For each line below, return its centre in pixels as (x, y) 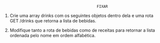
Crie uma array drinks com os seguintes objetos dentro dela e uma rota (81, 16)
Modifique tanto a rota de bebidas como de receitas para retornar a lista (82, 30)
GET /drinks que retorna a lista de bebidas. (53, 21)
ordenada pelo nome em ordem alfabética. (53, 35)
